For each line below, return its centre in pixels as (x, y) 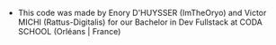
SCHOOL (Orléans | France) (69, 31)
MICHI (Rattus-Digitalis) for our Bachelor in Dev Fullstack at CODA (140, 22)
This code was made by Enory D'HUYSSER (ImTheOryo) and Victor (142, 13)
